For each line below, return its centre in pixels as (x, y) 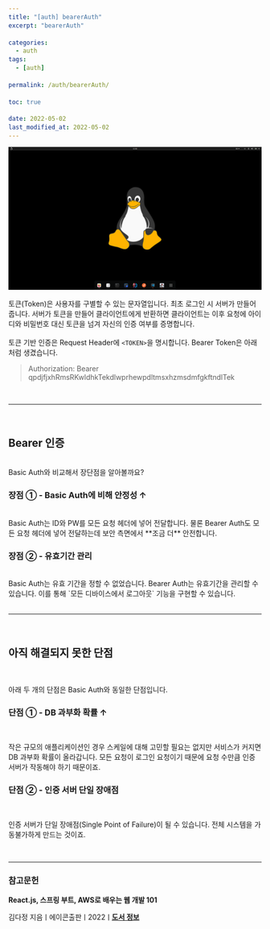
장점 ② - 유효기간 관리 (50, 555)
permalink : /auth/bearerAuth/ (59, 85)
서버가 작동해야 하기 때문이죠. (55, 767)
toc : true (25, 102)
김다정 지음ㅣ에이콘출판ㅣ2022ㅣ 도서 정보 (74, 917)
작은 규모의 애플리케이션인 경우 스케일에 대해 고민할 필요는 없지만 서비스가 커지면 (135, 747)
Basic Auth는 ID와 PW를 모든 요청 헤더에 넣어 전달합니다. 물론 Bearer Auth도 (130, 522)
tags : (17, 60)
